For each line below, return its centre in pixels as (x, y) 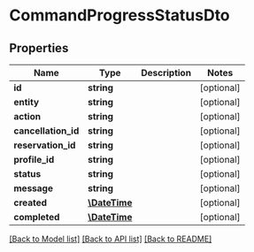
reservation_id (45, 145)
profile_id (34, 160)
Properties (39, 48)
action (27, 116)
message (33, 188)
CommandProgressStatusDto (119, 15)
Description (166, 73)
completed (37, 217)
